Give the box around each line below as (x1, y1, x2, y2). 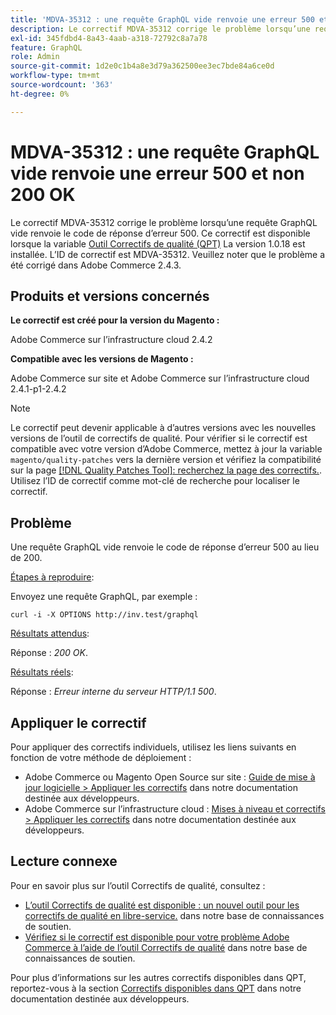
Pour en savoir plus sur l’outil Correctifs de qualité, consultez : (10, 879, 266, 891)
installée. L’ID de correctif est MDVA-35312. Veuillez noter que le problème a (10, 248, 326, 260)
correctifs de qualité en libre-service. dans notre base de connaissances (24, 909, 325, 921)
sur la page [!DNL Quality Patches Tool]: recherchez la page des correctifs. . (10, 464, 322, 476)
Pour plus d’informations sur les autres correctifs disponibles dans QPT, (10, 971, 307, 983)
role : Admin (10, 52, 60, 62)
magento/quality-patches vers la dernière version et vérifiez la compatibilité (10, 454, 322, 466)
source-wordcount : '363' (10, 80, 114, 90)
